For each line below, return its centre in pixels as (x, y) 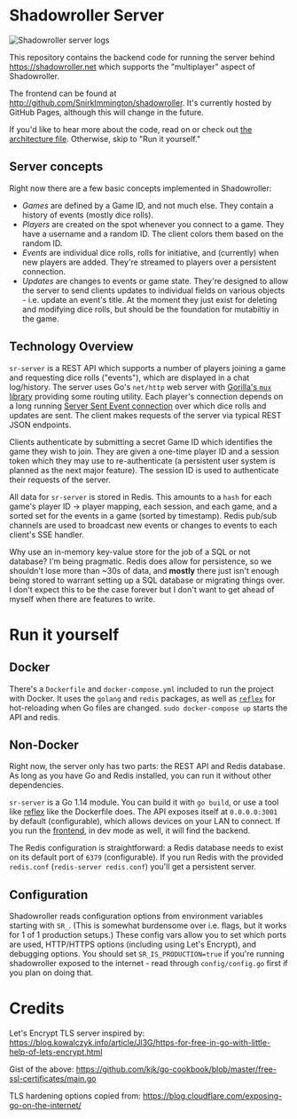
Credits (37, 1008)
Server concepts (56, 167)
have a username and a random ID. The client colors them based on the (152, 234)
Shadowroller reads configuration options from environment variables (136, 917)
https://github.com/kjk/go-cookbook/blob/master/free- (176, 1069)
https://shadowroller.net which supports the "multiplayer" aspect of (132, 67)
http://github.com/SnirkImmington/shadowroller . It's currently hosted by (141, 102)
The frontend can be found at (63, 93)
